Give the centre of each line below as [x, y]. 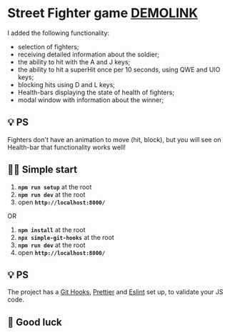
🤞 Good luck [35, 322]
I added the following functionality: [58, 33]
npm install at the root [51, 229]
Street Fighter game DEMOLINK [103, 13]
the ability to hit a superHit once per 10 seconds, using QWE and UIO [119, 69]
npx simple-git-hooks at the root [66, 237]
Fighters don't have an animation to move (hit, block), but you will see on [114, 139]
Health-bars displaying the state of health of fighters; [96, 92]
